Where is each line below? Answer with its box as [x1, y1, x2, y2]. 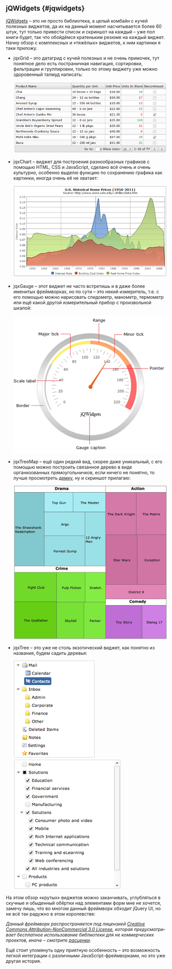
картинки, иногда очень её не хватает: [13, 175, 98, 181]
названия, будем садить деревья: [13, 650, 88, 656]
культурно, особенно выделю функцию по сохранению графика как [13, 169, 163, 176]
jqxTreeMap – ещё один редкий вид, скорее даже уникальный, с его [13, 459, 163, 465]
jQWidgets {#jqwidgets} [6, 4, 85, 13]
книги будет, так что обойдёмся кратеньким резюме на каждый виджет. [6, 34, 165, 40]
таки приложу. [6, 45, 38, 51]
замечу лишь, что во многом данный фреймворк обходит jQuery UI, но [6, 905, 161, 912]
